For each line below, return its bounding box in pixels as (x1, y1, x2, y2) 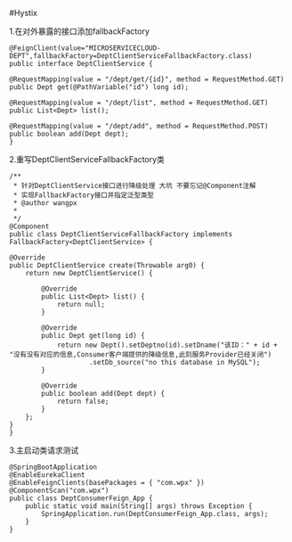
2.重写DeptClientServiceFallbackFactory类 (9, 154, 165, 164)
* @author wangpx (12, 199, 77, 208)
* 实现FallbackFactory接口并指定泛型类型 (12, 191, 154, 200)
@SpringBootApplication (9, 463, 98, 472)
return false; (56, 397, 109, 406)
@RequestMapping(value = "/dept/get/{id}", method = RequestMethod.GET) (9, 75, 285, 84)
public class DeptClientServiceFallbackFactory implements (9, 230, 233, 239)
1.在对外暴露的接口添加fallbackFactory (9, 26, 150, 37)
